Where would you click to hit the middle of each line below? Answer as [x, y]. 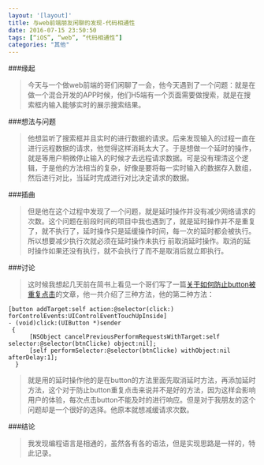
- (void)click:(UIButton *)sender [65, 323]
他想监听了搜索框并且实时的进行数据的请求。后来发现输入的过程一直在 [141, 138]
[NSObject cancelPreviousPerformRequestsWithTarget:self [125, 337]
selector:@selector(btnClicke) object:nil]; [82, 344]
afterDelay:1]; [33, 358]
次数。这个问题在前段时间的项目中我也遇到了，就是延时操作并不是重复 [141, 221]
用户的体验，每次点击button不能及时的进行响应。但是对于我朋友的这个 [141, 400]
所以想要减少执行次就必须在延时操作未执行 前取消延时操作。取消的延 [139, 241]
